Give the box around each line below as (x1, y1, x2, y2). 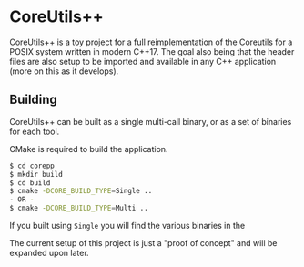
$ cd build (9, 178, 51, 188)
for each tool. (9, 126, 60, 137)
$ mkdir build (9, 169, 64, 179)
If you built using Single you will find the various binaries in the (9, 221, 246, 231)
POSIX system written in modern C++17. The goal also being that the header (9, 46, 295, 56)
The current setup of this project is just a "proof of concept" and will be (9, 238, 278, 248)
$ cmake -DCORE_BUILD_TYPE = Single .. (9, 187, 153, 196)
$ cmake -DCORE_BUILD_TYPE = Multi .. (9, 203, 148, 213)
